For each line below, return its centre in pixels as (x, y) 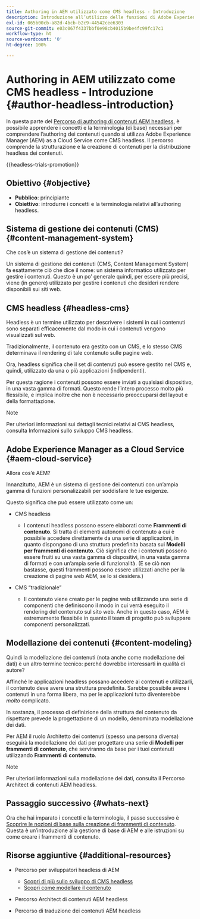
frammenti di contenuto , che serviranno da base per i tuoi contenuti (90, 749)
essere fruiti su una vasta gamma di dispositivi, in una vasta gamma (107, 557)
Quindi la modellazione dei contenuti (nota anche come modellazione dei (95, 657)
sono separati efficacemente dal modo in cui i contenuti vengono (86, 329)
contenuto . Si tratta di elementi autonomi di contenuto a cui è (99, 532)
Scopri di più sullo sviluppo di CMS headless (78, 881)
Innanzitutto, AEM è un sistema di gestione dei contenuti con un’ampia (92, 484)
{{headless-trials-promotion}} (43, 164)
